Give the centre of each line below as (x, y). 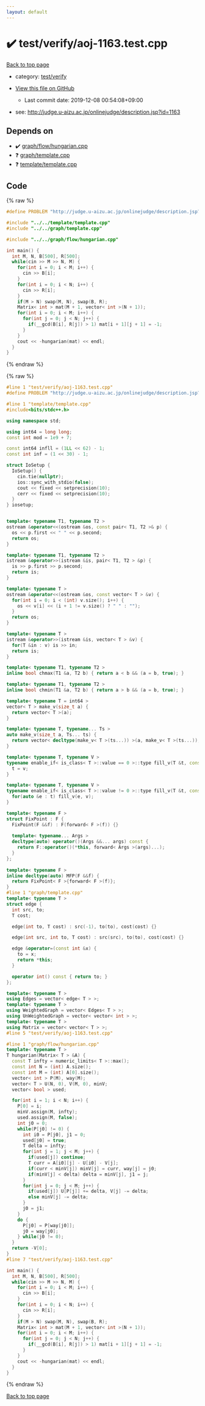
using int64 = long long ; (39, 432)
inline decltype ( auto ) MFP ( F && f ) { (53, 876)
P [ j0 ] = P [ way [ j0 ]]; (49, 1225)
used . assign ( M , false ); (48, 1118)
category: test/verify (41, 76)
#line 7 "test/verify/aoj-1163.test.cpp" (60, 1259)
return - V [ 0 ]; (30, 1248)
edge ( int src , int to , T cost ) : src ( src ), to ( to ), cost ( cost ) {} (98, 938)
